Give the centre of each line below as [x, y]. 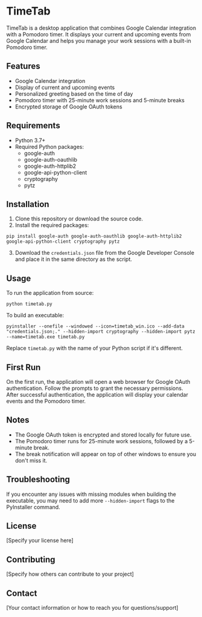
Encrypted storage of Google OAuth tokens [68, 107]
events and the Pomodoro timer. [46, 401]
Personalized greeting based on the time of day [74, 94]
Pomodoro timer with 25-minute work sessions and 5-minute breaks [100, 100]
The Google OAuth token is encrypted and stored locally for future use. [103, 435]
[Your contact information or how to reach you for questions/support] [93, 608]
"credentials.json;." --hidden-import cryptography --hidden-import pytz [101, 332]
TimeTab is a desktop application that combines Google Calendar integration [101, 28]
